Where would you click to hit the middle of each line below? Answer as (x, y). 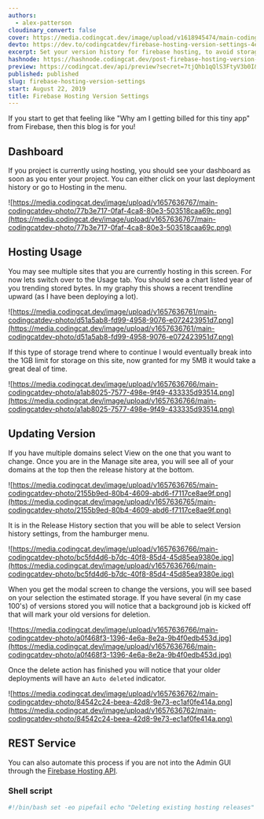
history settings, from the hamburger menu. (79, 533)
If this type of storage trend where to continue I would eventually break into (130, 352)
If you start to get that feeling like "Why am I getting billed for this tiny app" (129, 118)
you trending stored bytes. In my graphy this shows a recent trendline (121, 287)
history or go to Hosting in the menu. (68, 187)
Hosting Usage (45, 252)
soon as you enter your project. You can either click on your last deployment (132, 179)
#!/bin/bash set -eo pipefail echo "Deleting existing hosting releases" (132, 807)
